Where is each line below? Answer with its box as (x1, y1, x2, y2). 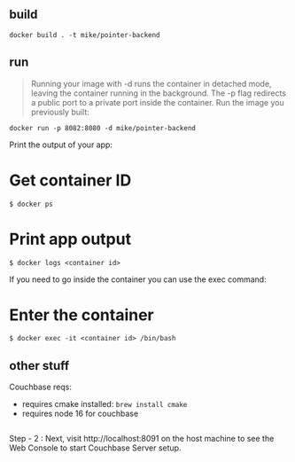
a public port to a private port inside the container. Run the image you (30, 97, 285, 107)
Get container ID (9, 170, 132, 190)
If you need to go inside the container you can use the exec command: (9, 274, 268, 285)
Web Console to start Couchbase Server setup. (9, 442, 182, 453)
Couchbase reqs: (9, 381, 73, 393)
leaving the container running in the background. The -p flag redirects (30, 88, 286, 98)
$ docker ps (9, 200, 53, 208)
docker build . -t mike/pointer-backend (9, 30, 161, 39)
